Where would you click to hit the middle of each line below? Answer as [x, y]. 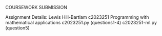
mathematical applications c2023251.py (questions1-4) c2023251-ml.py [81, 23]
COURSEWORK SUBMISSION [36, 7]
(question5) [17, 28]
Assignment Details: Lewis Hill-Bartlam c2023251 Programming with [77, 17]
